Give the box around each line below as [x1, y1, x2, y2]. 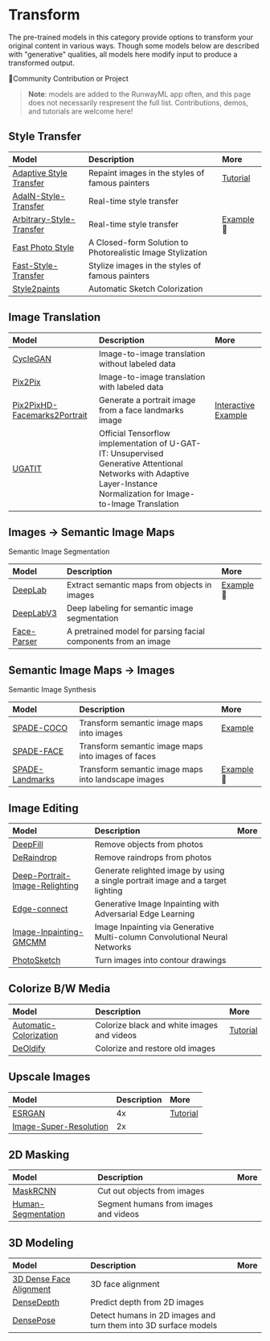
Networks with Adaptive [99, 467, 190, 479]
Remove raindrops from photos [94, 852, 212, 863]
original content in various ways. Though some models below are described [8, 40, 260, 50]
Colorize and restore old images [95, 1042, 215, 1053]
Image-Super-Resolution [12, 1120, 108, 1131]
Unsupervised [110, 447, 164, 459]
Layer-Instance [99, 478, 158, 489]
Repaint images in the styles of [88, 167, 205, 178]
